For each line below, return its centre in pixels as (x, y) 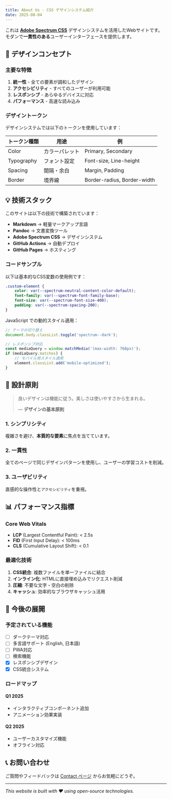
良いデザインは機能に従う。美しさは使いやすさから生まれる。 (83, 398)
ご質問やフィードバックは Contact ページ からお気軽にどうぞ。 (72, 776)
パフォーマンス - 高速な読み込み (46, 101)
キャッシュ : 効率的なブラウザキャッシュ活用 (59, 591)
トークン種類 (24, 142)
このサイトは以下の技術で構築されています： (52, 213)
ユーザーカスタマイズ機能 (40, 738)
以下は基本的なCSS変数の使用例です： (46, 276)
